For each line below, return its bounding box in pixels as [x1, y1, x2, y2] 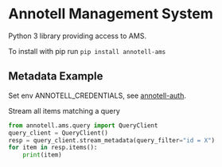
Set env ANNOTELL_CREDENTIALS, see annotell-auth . [8, 91, 187, 100]
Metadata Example [8, 69, 103, 83]
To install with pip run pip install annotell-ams [8, 46, 166, 56]
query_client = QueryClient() [8, 129, 109, 137]
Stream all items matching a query [8, 106, 121, 115]
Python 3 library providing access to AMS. [8, 31, 147, 41]
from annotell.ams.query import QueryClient [8, 121, 158, 130]
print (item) [22, 151, 62, 159]
